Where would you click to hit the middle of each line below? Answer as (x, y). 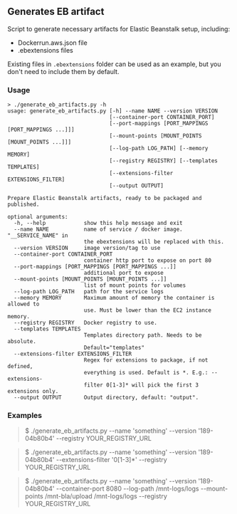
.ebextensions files (45, 50)
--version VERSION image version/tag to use (87, 248)
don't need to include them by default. (63, 71)
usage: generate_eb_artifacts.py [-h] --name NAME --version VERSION (113, 111)
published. (23, 205)
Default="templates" (114, 348)
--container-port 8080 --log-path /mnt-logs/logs (127, 489)
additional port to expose (123, 273)
